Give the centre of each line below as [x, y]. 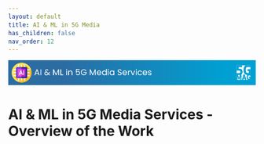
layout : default [35, 16]
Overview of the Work [81, 131]
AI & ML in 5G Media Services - [111, 114]
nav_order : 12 [31, 41]
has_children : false [42, 33]
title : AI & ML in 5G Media [54, 25]
